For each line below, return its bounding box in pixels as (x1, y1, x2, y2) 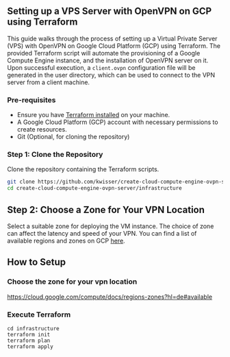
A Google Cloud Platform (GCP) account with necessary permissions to (16, 118, 218, 126)
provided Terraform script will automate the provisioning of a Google (7, 49, 201, 57)
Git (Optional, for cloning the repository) (16, 133, 130, 141)
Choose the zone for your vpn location (7, 277, 138, 286)
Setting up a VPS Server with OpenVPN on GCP (7, 5, 212, 17)
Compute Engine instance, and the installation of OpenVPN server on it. (7, 56, 209, 64)
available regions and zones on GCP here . (7, 236, 125, 245)
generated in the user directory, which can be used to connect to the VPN (7, 71, 216, 79)
